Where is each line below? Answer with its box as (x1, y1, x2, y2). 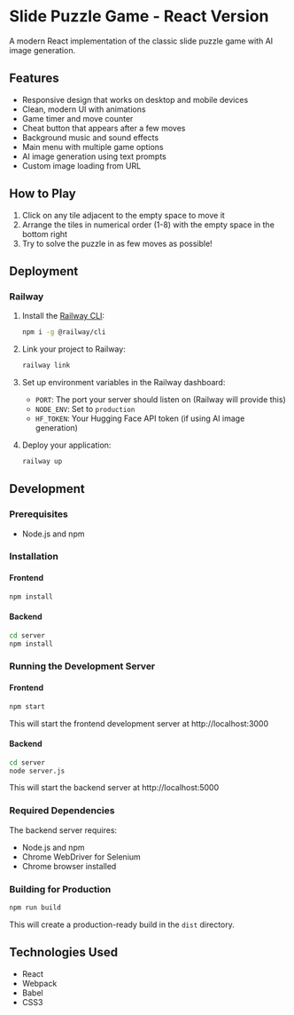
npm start (9, 702, 46, 711)
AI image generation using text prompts (21, 151, 166, 162)
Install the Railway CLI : (21, 311, 104, 321)
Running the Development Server (9, 660, 156, 672)
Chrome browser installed (21, 860, 117, 871)
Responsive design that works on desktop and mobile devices (21, 94, 249, 105)
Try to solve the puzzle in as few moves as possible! (21, 238, 213, 249)
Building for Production (9, 883, 112, 895)
